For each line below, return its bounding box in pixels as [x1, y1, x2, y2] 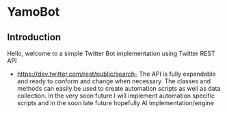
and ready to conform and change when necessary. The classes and [16, 77, 211, 85]
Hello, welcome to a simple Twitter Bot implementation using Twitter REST [7, 49, 215, 57]
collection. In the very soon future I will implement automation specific [16, 91, 215, 100]
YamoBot [7, 4, 60, 20]
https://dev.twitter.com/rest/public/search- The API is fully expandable [16, 70, 217, 78]
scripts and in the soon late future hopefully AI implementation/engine [16, 99, 214, 106]
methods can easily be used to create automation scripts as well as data [16, 85, 221, 92]
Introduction [7, 31, 62, 43]
